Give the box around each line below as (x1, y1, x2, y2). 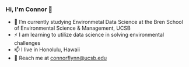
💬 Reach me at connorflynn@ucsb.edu (13, 55, 107, 62)
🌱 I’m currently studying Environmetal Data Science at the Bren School (13, 19, 183, 26)
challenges (13, 40, 41, 47)
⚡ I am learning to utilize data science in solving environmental (13, 31, 164, 38)
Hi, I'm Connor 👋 (5, 5, 53, 13)
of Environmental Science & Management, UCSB (13, 24, 131, 31)
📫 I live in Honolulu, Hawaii (13, 46, 80, 53)
